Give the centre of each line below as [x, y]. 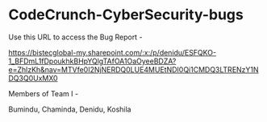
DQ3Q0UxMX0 [33, 78]
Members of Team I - [44, 93]
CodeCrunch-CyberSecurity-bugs [126, 15]
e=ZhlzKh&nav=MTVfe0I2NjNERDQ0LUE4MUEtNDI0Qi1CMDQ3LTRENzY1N [134, 69]
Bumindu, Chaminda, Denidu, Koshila [70, 109]
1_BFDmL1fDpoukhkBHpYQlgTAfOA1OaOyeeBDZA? [92, 61]
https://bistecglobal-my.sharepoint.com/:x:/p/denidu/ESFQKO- [112, 52]
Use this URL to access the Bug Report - [75, 37]
